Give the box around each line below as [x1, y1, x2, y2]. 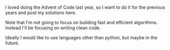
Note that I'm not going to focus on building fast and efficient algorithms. [5, 20, 158, 25]
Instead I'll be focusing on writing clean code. [5, 25, 101, 31]
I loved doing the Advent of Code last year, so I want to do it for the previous [5, 5, 165, 10]
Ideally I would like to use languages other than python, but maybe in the [5, 35, 158, 40]
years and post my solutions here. [5, 10, 76, 16]
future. [5, 40, 19, 46]
